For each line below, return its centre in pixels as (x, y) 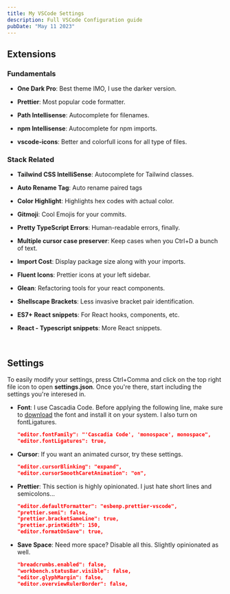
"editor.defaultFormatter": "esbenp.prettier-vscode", (97, 506)
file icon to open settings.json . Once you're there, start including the (105, 387)
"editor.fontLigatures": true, (62, 441)
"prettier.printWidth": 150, (59, 525)
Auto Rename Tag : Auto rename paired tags (80, 188)
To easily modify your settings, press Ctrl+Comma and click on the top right (114, 380)
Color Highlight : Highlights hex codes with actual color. (95, 201)
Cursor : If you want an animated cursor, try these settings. (100, 454)
